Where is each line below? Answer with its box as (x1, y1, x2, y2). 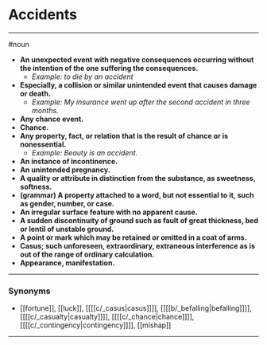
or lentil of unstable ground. (19, 224, 114, 233)
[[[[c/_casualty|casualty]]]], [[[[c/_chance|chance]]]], (19, 312, 195, 322)
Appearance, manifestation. (19, 257, 115, 268)
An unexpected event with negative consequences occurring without (19, 54, 254, 65)
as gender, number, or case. (19, 198, 115, 208)
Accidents (8, 6, 78, 24)
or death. (19, 88, 52, 98)
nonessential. (19, 139, 67, 149)
